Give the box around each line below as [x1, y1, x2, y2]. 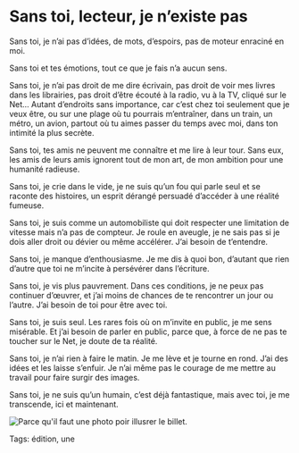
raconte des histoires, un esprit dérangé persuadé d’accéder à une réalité [9, 190, 279, 201]
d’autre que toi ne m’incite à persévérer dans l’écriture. [9, 263, 210, 273]
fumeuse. [9, 199, 45, 211]
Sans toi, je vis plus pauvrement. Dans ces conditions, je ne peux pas [9, 280, 264, 291]
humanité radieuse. [9, 164, 80, 174]
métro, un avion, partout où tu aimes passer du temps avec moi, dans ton [9, 118, 278, 129]
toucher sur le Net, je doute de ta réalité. [9, 335, 158, 346]
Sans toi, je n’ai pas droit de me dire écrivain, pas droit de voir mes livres [9, 80, 276, 90]
